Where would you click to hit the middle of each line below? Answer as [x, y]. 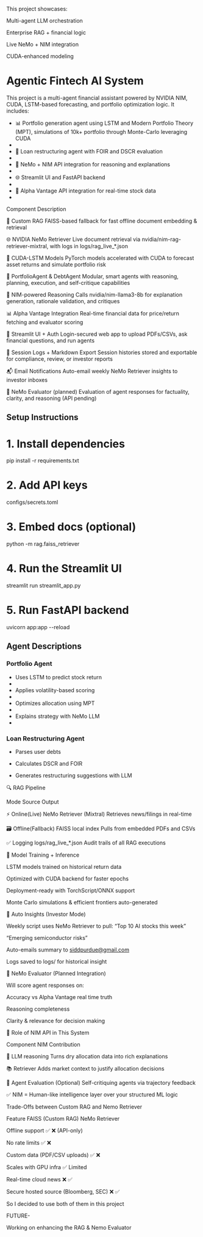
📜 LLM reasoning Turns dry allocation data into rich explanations [87, 1056]
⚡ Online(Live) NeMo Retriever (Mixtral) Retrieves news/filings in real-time [99, 814]
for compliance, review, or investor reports [59, 359]
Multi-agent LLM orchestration [45, 20]
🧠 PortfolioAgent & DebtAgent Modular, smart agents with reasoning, [92, 276]
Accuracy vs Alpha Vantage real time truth [59, 997]
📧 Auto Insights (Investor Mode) [46, 914]
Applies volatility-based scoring [55, 690]
